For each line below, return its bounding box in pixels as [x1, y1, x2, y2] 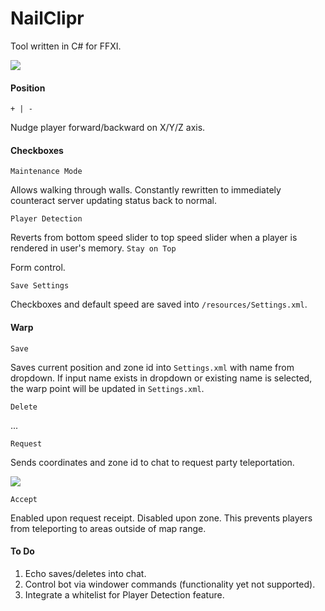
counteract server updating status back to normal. [10, 195, 218, 207]
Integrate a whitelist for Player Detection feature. [24, 588, 225, 601]
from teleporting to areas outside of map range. [10, 522, 207, 534]
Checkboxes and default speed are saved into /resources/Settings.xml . [10, 298, 308, 311]
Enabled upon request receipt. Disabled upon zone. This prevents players [10, 512, 313, 524]
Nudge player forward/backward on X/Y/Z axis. [10, 122, 206, 134]
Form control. [10, 262, 66, 274]
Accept [10, 494, 38, 504]
